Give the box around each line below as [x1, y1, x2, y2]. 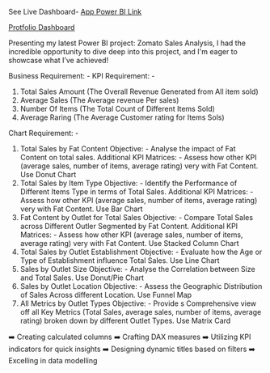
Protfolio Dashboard [8, 23, 75, 32]
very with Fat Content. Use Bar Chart [19, 204, 143, 214]
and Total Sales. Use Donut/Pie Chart [19, 273, 144, 282]
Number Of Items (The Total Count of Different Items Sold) [19, 104, 216, 113]
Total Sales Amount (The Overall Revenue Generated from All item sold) [19, 87, 259, 96]
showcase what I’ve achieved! [8, 56, 109, 65]
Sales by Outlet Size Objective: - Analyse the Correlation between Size [19, 265, 256, 273]
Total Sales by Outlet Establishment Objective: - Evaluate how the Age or [19, 247, 263, 256]
